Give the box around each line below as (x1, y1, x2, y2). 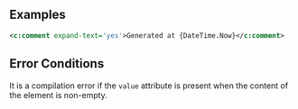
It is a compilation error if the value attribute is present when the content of (9, 80, 289, 91)
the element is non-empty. (9, 89, 108, 100)
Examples (9, 7, 66, 23)
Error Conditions (9, 56, 105, 71)
